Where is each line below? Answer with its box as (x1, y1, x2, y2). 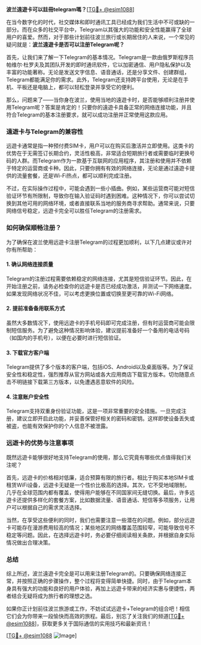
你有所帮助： (6, 246, 38, 253)
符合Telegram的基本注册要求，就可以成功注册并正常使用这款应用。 (6, 111, 171, 118)
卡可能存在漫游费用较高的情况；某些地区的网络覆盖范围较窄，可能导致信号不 (6, 524, 195, 531)
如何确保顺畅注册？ (6, 224, 62, 232)
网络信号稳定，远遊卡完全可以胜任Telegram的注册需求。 (6, 207, 145, 215)
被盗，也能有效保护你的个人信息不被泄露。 (6, 423, 111, 430)
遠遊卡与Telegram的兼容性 (6, 127, 84, 136)
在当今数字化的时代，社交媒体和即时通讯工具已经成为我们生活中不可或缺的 (6, 19, 190, 26)
